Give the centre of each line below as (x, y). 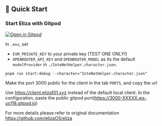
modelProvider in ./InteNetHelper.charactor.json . (65, 64)
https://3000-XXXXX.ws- (120, 97)
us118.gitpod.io (21, 103)
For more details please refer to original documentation (62, 112)
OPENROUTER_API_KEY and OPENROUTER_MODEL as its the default (74, 59)
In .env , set (17, 44)
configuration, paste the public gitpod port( (50, 97)
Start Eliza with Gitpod (33, 23)
